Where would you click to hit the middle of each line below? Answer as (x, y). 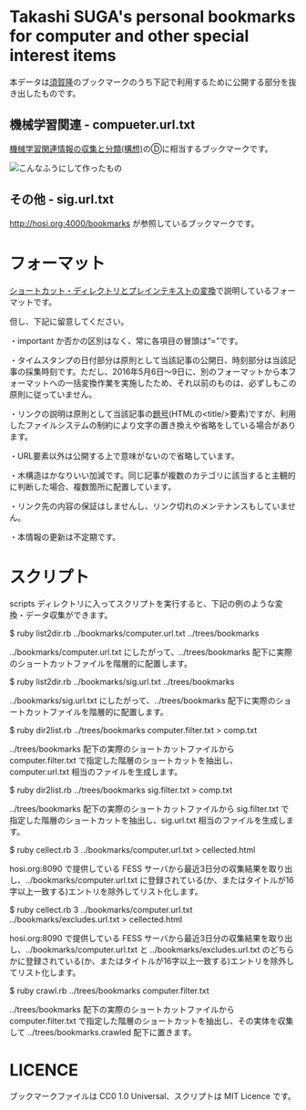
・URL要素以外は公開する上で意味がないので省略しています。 (124, 456)
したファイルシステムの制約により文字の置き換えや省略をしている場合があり (153, 425)
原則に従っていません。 (53, 394)
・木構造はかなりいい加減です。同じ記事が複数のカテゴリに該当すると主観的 (153, 475)
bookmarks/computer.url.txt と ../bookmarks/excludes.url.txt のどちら (163, 949)
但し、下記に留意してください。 (69, 321)
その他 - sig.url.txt (62, 199)
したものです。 (53, 93)
